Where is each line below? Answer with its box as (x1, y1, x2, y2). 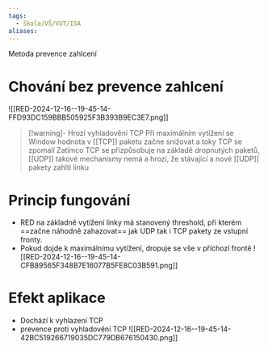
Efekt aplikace (8, 289, 107, 307)
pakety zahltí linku (27, 162, 89, 172)
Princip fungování (8, 191, 131, 209)
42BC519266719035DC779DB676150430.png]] (19, 333, 178, 343)
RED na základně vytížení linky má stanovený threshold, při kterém (19, 217, 242, 227)
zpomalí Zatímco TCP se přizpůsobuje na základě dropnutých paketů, (27, 145, 260, 155)
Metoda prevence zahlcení (8, 49, 97, 59)
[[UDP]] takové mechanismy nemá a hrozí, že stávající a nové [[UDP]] (27, 154, 260, 164)
